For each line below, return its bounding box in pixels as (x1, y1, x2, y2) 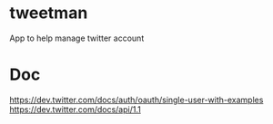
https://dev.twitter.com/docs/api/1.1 (9, 103, 141, 115)
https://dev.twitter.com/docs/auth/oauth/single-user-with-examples (9, 94, 264, 105)
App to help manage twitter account (9, 33, 145, 43)
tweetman (9, 3, 88, 24)
